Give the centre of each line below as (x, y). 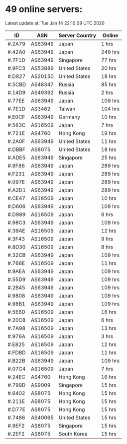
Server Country (77, 35)
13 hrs (109, 328)
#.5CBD (17, 84)
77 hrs (109, 60)
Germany (69, 117)
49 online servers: (44, 9)
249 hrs (110, 52)
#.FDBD (17, 352)
